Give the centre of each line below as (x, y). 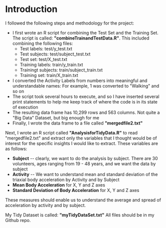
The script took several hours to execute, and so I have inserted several (86, 96)
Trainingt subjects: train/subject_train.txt (61, 70)
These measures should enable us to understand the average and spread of (83, 200)
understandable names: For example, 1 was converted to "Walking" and (86, 85)
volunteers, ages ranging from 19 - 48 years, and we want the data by (84, 163)
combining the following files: (43, 43)
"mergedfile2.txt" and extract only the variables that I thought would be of (81, 138)
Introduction (31, 9)
